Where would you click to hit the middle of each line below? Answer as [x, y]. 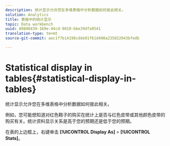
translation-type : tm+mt [31, 33]
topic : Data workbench [29, 24]
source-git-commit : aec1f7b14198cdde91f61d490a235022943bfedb [72, 39]
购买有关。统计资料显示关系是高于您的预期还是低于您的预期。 [70, 121]
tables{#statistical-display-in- [71, 79]
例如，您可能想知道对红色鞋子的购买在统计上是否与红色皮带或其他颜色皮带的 [85, 115]
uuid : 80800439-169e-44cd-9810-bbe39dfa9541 [53, 29]
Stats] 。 [14, 138]
